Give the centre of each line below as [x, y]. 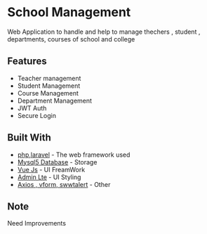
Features [27, 61]
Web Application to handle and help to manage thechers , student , [104, 32]
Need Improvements [37, 223]
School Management [69, 12]
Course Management [48, 93]
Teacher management [49, 78]
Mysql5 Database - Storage [57, 162]
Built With [29, 138]
